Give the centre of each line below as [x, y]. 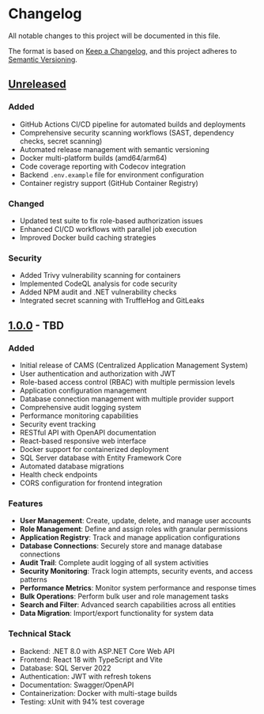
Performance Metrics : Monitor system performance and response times [138, 588]
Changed [26, 203]
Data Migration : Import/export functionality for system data [117, 613]
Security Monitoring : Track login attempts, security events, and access [136, 572]
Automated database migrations [72, 466]
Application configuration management [83, 390]
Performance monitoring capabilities [79, 416]
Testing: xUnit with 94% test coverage [82, 701]
